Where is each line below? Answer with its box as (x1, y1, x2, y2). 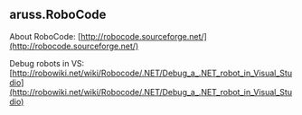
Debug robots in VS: (9, 57, 85, 68)
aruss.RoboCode (9, 7, 107, 22)
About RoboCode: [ (9, 31, 81, 41)
